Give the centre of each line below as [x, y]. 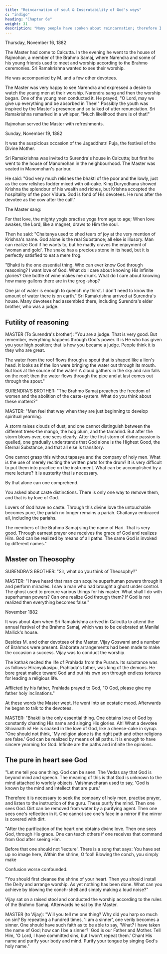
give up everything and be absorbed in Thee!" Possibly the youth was [77, 103]
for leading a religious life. [32, 678]
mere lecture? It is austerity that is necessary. [52, 473]
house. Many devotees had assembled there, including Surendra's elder [79, 301]
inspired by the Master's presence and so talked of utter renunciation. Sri [80, 109]
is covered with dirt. [26, 819]
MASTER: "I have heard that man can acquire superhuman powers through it [84, 581]
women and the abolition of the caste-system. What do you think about [78, 396]
